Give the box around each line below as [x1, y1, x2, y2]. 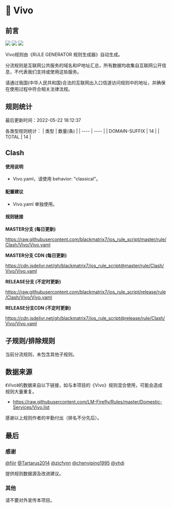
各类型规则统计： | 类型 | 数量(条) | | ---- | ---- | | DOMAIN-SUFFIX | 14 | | [5, 128, 160, 134]
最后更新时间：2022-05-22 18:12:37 [5, 117, 81, 123]
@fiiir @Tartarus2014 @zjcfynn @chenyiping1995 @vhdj [5, 460, 124, 466]
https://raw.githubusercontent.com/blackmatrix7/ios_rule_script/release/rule [5, 289, 166, 295]
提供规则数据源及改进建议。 [5, 471, 64, 477]
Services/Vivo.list [12, 404, 50, 411]
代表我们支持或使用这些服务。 [18, 69, 82, 75]
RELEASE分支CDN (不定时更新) [5, 304, 72, 311]
